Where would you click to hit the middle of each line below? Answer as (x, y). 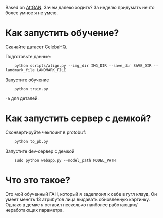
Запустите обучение (27, 80)
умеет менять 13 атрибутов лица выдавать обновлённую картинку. (78, 199)
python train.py (31, 89)
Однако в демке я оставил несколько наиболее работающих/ (72, 205)
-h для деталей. (22, 98)
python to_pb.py (31, 141)
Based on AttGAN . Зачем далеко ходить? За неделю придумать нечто (80, 7)
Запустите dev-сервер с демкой (40, 151)
